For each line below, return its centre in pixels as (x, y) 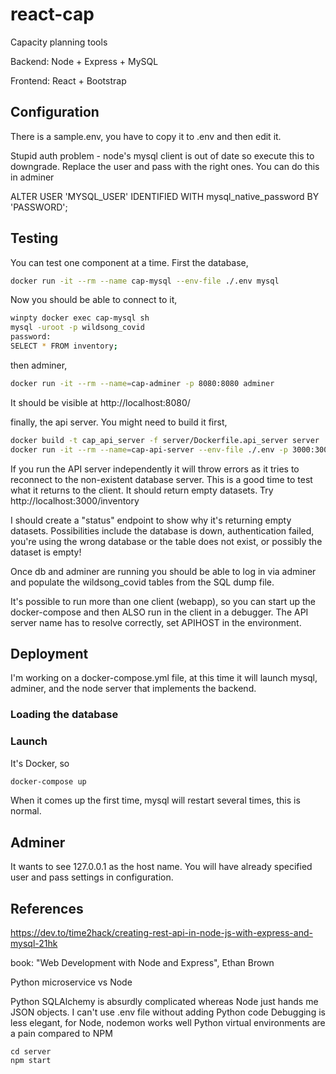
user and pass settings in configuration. (92, 877)
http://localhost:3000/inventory (75, 500)
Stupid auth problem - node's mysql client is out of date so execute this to (162, 155)
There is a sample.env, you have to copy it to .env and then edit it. (146, 136)
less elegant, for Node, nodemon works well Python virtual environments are (168, 1023)
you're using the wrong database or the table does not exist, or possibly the (166, 541)
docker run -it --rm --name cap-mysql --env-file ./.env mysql (145, 281)
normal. (26, 811)
